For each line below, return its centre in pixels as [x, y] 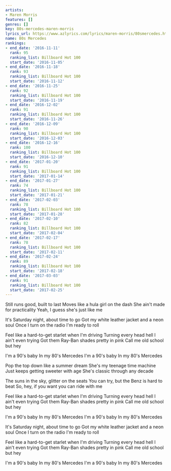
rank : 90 [19, 129]
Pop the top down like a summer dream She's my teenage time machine [81, 366]
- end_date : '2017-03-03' [33, 276]
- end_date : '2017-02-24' [33, 257]
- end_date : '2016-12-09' [33, 124]
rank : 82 [19, 224]
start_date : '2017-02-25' [37, 290]
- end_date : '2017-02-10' [33, 219]
